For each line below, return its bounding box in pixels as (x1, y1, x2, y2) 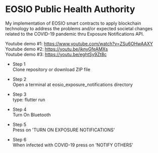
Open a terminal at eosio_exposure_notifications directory (12, 82, 133, 88)
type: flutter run (12, 97, 45, 103)
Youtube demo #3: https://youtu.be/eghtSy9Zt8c (5, 51, 107, 57)
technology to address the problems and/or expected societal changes (5, 25, 153, 31)
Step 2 (12, 76, 27, 82)
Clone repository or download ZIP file (12, 66, 91, 72)
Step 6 (12, 136, 27, 142)
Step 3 (12, 91, 27, 97)
